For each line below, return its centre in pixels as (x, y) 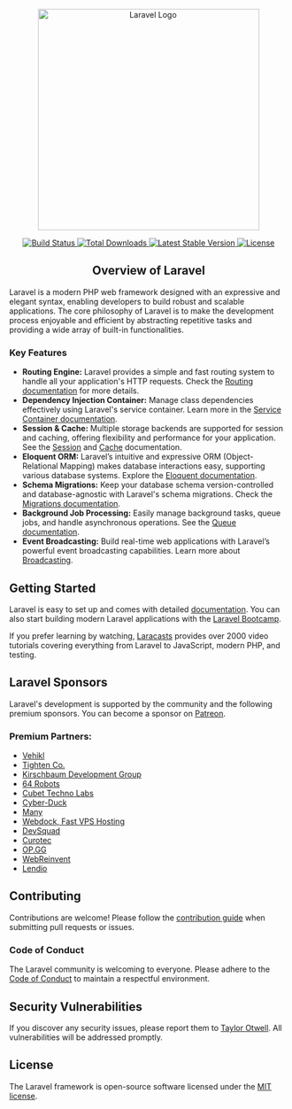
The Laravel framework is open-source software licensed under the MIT (141, 1086)
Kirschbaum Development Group (81, 774)
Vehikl (33, 756)
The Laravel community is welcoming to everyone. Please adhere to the (140, 969)
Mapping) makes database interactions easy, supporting (162, 466)
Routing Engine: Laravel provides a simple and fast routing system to (148, 372)
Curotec (37, 841)
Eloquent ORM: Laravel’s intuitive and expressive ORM (121, 457)
